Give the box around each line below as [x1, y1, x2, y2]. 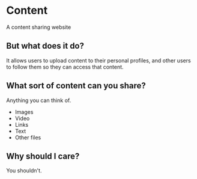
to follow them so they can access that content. [6, 63, 124, 70]
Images [14, 108, 34, 115]
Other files [14, 133, 41, 141]
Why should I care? [6, 151, 80, 161]
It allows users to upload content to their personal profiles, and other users [6, 56, 191, 64]
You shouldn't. [6, 167, 42, 174]
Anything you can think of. [6, 97, 71, 104]
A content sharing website [6, 23, 71, 31]
